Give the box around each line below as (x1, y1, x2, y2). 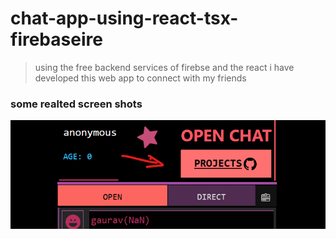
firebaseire (10, 28, 103, 51)
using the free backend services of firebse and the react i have (34, 61, 295, 73)
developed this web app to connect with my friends (34, 72, 247, 84)
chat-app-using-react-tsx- (10, 7, 239, 30)
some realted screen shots (10, 97, 143, 111)
